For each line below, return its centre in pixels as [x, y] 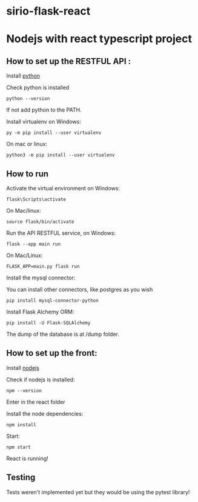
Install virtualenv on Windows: [44, 122]
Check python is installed [38, 88]
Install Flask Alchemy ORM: [40, 312]
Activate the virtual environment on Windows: [63, 188]
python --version [28, 99]
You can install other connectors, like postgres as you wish [80, 289]
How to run [28, 174]
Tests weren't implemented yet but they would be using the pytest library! [98, 492]
